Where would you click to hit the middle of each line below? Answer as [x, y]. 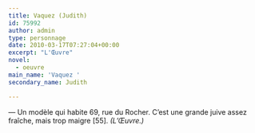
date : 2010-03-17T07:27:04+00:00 [64, 45]
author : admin [32, 30]
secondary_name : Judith [48, 82]
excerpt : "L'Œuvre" [41, 53]
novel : [19, 61]
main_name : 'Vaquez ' [44, 75]
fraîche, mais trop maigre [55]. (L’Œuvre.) [76, 120]
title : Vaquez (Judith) [48, 16]
